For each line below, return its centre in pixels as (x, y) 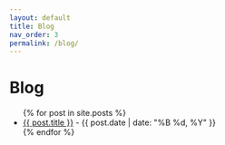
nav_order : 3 (34, 34)
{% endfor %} (49, 132)
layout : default (40, 18)
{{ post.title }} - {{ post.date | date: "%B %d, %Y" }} (119, 122)
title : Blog (32, 26)
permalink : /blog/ (44, 43)
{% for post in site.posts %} (74, 113)
